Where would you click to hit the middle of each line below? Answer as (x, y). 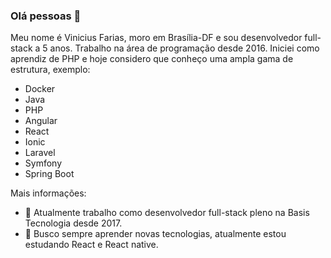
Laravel (40, 153)
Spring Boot (49, 174)
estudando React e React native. (91, 245)
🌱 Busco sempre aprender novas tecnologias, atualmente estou (155, 234)
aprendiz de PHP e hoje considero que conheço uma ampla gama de (152, 59)
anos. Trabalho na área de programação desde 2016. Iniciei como (184, 48)
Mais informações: (48, 193)
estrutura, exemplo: (50, 70)
